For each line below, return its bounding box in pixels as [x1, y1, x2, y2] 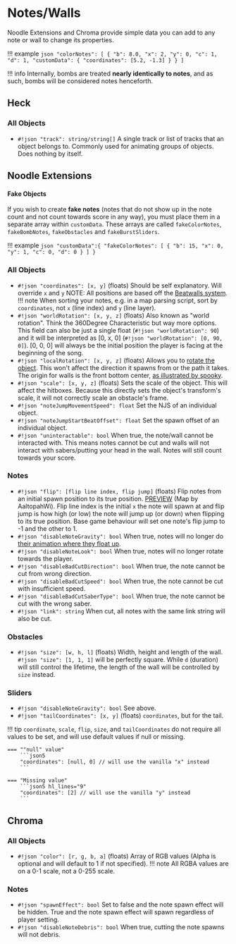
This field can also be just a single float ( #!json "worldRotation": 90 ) [17, 326, 220, 334]
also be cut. [17, 614, 52, 623]
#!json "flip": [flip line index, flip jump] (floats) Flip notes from [17, 486, 222, 495]
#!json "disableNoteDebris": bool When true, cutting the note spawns [17, 923, 225, 931]
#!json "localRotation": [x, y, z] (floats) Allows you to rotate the [17, 356, 215, 364]
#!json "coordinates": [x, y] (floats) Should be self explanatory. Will [17, 281, 222, 290]
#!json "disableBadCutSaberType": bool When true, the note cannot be [17, 591, 225, 600]
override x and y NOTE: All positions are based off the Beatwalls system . [17, 288, 228, 297]
